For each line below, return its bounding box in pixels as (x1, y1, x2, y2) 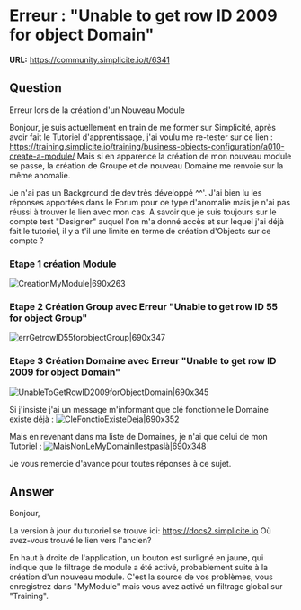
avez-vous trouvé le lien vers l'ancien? (9, 535, 152, 546)
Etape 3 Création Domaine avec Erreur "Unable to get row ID (9, 355, 277, 368)
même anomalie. (9, 169, 71, 180)
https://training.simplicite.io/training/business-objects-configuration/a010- (9, 141, 285, 151)
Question (9, 80, 62, 96)
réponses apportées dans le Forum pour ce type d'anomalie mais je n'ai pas (9, 196, 290, 207)
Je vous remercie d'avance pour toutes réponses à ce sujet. (9, 458, 232, 469)
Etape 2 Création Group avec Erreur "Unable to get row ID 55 (9, 300, 279, 313)
